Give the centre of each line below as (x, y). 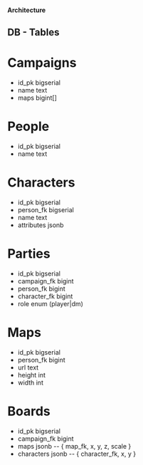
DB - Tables (33, 32)
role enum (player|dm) (51, 303)
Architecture (27, 10)
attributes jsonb (41, 225)
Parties (29, 254)
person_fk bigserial (46, 209)
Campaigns (42, 63)
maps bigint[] (37, 98)
